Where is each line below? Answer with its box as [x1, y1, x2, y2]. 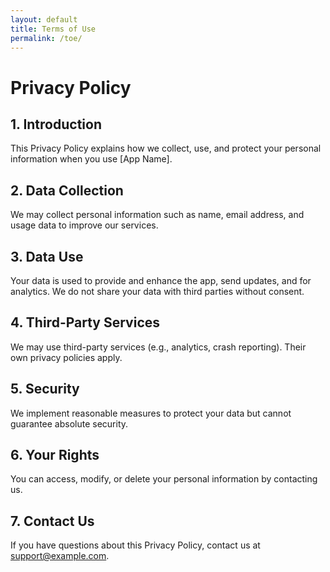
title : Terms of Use [10, 24, 97, 34]
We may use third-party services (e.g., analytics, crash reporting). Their [10, 341, 307, 353]
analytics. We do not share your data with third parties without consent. [10, 286, 305, 297]
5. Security [10, 381, 80, 398]
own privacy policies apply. [10, 351, 123, 363]
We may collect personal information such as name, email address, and [10, 209, 305, 221]
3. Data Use [10, 248, 84, 265]
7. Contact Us [10, 512, 95, 530]
